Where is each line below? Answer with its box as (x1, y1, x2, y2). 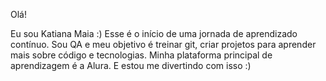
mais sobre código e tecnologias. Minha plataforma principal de (10, 49, 273, 61)
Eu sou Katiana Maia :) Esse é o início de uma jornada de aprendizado (10, 28, 298, 39)
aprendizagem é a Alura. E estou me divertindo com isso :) (10, 60, 252, 71)
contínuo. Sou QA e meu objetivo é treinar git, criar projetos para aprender (10, 39, 317, 50)
